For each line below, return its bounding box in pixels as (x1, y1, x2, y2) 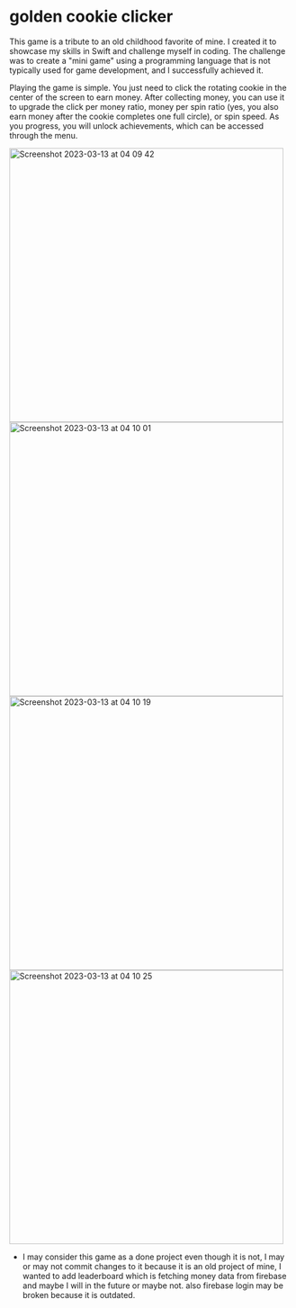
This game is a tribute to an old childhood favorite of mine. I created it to (9, 36, 277, 47)
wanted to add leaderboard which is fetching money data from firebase (22, 1270, 287, 1281)
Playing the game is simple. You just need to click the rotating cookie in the (9, 82, 287, 93)
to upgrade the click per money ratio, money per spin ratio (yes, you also (9, 101, 279, 112)
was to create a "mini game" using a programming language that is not (9, 55, 272, 66)
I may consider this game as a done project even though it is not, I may (22, 1251, 285, 1262)
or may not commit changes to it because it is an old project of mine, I (22, 1260, 282, 1271)
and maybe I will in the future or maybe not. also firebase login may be (22, 1280, 283, 1291)
